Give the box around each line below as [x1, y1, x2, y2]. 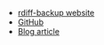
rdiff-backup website [17, 8, 95, 18]
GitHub [17, 17, 44, 27]
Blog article [17, 26, 60, 36]
